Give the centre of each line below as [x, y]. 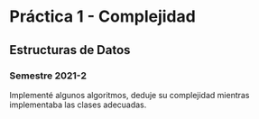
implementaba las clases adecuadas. [78, 105]
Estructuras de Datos [70, 50]
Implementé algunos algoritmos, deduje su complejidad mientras [129, 95]
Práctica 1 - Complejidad [102, 17]
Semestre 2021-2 [48, 76]
